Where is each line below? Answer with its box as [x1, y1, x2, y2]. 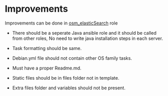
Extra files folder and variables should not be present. [12, 85, 126, 91]
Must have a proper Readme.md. [12, 65, 81, 71]
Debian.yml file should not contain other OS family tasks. [12, 55, 132, 61]
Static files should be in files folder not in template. [12, 75, 120, 81]
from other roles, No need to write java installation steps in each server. [12, 35, 163, 41]
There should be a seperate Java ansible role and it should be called [12, 30, 157, 36]
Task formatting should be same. [12, 45, 82, 51]
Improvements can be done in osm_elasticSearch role [5, 20, 118, 26]
